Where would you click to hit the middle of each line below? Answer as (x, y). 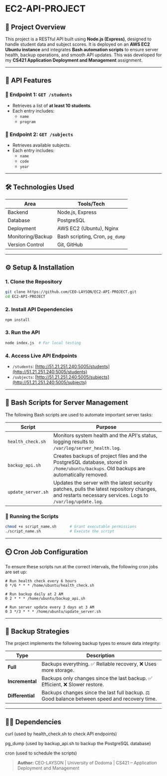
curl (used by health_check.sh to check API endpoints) (61, 734)
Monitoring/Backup (30, 236)
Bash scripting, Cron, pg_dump (91, 236)
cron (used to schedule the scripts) (41, 753)
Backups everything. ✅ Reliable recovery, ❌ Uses (99, 664)
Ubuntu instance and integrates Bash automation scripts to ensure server (82, 50)
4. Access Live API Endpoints (41, 356)
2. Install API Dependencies (39, 309)
